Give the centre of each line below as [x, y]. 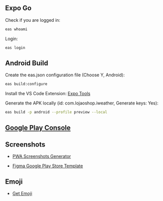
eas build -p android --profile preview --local [56, 112]
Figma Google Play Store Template [48, 166]
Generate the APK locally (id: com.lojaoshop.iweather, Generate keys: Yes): [82, 103]
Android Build [27, 63]
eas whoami [16, 29]
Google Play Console [38, 127]
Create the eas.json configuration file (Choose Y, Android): [65, 75]
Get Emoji [22, 194]
